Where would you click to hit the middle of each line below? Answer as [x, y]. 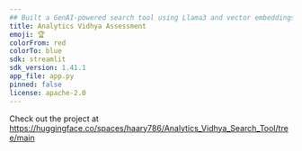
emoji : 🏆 [27, 34]
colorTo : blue [36, 51]
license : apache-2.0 [48, 93]
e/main [22, 138]
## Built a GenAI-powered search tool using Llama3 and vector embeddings [152, 18]
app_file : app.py [42, 76]
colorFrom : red [38, 43]
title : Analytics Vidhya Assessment [78, 26]
